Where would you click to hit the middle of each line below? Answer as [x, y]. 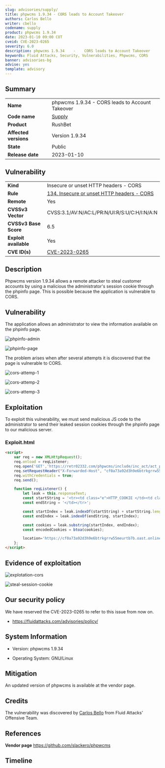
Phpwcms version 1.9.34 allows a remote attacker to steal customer [73, 281]
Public [59, 147]
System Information [36, 637]
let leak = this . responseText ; [55, 494]
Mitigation [21, 673]
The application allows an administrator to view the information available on [82, 324]
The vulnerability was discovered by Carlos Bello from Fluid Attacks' [74, 713]
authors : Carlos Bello [28, 19]
